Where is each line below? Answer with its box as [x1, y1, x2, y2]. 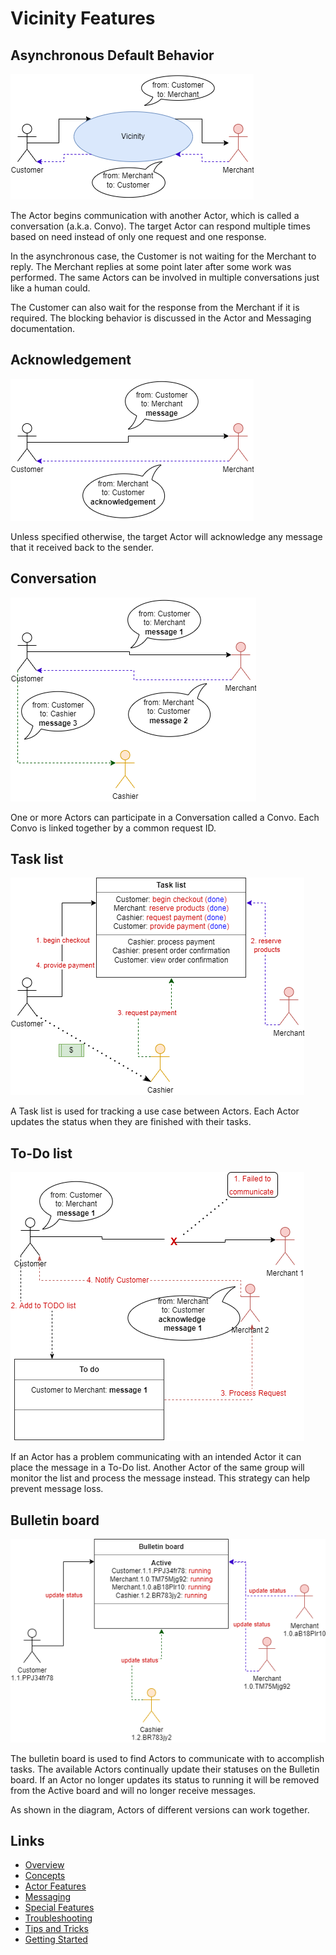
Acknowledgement [10, 352, 132, 369]
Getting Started [24, 1933, 88, 1946]
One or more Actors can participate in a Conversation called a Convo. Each [10, 811, 320, 823]
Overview [24, 1859, 65, 1871]
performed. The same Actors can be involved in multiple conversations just [10, 272, 320, 283]
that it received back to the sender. [10, 541, 155, 553]
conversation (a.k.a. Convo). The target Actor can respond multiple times [10, 220, 311, 232]
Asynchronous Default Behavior [10, 47, 215, 64]
